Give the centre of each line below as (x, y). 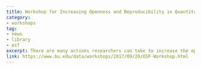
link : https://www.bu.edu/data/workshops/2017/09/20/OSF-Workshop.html (97, 56)
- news (14, 34)
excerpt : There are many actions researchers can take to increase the (97, 51)
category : (19, 17)
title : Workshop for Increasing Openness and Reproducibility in (89, 12)
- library (19, 40)
